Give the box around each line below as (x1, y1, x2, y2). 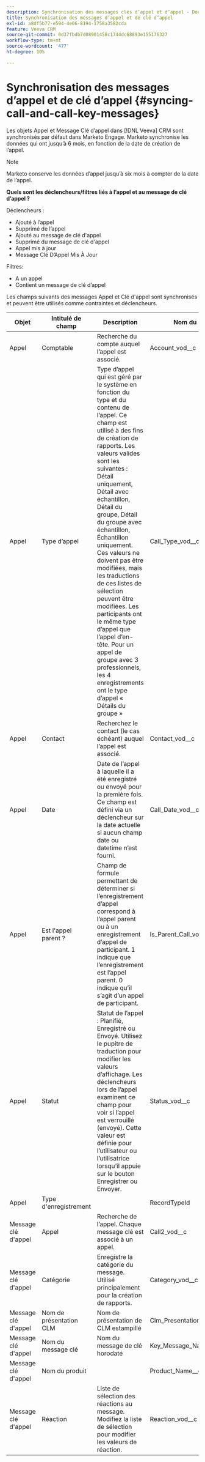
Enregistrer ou (96, 1177, 138, 1186)
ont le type (96, 686, 128, 694)
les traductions (96, 571, 140, 580)
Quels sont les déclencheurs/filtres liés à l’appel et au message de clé (6, 188, 187, 196)
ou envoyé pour (96, 782, 142, 791)
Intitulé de (51, 314, 82, 322)
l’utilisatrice (96, 1154, 130, 1162)
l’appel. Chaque (96, 1220, 142, 1228)
